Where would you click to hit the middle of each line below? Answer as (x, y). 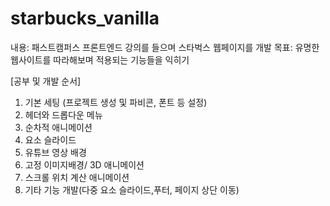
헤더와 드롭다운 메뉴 (63, 114)
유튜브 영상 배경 (55, 152)
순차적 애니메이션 (58, 127)
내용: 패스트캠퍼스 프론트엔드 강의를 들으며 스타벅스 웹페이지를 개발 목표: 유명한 (165, 47)
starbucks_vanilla (85, 18)
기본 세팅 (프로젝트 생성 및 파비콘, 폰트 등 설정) (116, 102)
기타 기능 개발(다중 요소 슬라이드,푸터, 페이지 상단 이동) (132, 189)
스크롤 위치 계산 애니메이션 (77, 177)
